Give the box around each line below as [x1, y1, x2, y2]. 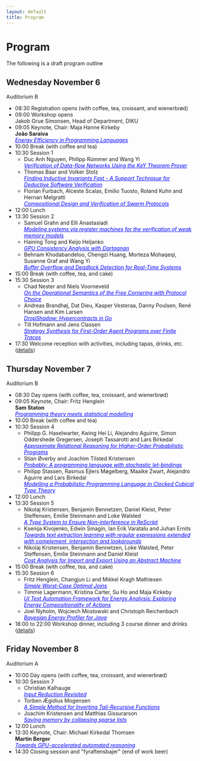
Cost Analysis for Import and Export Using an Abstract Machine [23, 557, 181, 564]
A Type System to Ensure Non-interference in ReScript [23, 519, 158, 526]
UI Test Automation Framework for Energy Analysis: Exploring [23, 595, 176, 602]
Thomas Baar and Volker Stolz [23, 168, 99, 175]
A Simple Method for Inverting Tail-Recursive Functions [23, 703, 160, 710]
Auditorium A [6, 660, 39, 667]
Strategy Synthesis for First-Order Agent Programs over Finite [23, 328, 177, 335]
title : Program [6, 14, 44, 20]
